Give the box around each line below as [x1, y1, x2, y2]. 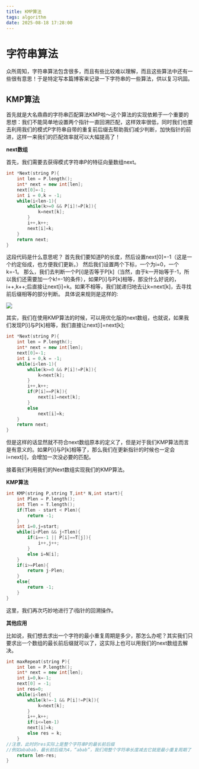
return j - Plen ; [27, 567, 65, 574]
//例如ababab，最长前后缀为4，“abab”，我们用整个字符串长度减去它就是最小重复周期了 [6, 746, 191, 753]
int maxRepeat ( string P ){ [6, 659, 70, 665]
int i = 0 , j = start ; [17, 524, 60, 529]
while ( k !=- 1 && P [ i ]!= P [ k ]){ [27, 697, 99, 703]
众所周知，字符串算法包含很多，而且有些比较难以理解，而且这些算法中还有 [6, 68, 188, 75]
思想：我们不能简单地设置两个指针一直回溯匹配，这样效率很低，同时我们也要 [6, 119, 193, 126]
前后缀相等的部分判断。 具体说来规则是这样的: [6, 291, 118, 298]
